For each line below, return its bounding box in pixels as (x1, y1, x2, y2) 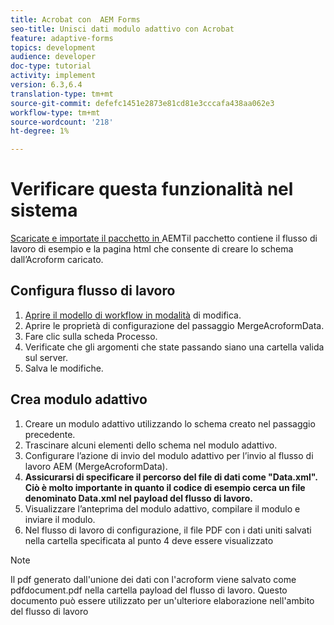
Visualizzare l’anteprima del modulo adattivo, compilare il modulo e (24, 502, 301, 515)
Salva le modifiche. (24, 362, 104, 374)
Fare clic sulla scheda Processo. (24, 330, 158, 342)
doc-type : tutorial (10, 61, 92, 71)
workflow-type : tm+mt (10, 107, 101, 118)
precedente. (24, 428, 76, 440)
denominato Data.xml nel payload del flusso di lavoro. (24, 492, 253, 504)
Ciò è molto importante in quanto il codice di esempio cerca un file (24, 481, 306, 493)
